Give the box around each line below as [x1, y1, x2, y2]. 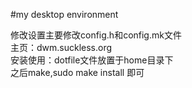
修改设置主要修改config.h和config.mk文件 [10, 29, 182, 41]
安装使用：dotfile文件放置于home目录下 [10, 54, 174, 66]
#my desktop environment [10, 9, 119, 20]
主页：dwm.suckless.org [10, 42, 113, 53]
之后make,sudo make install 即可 [10, 67, 145, 78]
